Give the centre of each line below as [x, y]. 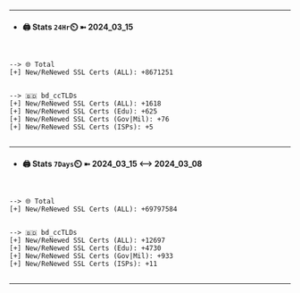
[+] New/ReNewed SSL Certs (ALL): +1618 [86, 104]
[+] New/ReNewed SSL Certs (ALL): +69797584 [93, 209]
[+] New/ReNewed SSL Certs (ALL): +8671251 [92, 72]
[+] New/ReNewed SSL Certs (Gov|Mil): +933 [92, 256]
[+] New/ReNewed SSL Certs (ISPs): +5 [81, 127]
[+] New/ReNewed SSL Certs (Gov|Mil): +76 [89, 120]
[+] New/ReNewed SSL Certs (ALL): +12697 [87, 241]
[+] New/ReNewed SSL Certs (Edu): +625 [83, 112]
